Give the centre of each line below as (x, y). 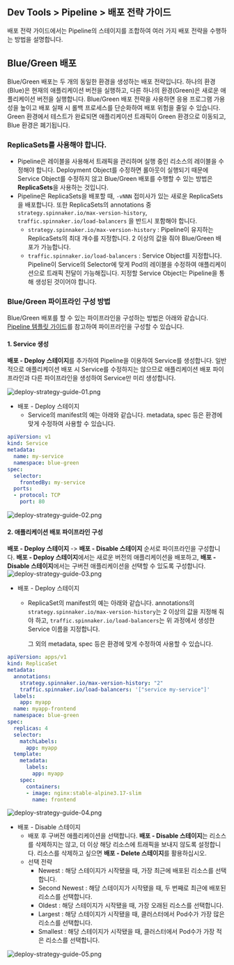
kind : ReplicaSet (32, 664)
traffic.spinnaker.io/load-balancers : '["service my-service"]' (115, 689)
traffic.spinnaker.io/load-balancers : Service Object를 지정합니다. (125, 256)
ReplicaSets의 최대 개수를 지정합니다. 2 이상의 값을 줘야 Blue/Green (121, 238)
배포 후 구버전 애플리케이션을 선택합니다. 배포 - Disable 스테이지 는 (118, 836)
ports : (23, 489)
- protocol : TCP (37, 495)
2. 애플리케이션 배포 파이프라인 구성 (55, 532)
